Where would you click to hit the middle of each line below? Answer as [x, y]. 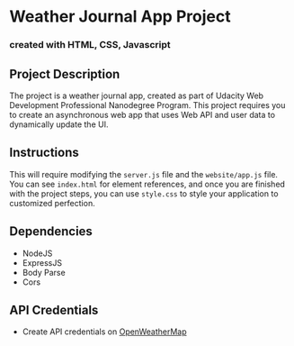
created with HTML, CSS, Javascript [90, 45]
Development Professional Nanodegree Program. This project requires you [147, 105]
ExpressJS [42, 262]
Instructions [44, 153]
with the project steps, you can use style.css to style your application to [144, 193]
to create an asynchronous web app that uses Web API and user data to [143, 114]
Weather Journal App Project [120, 17]
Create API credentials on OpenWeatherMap [104, 332]
